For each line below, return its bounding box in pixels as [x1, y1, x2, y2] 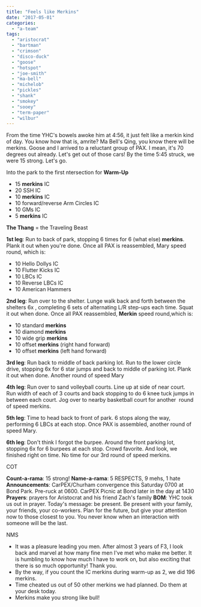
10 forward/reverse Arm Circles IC [14, 200, 100, 207]
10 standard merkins [14, 322, 67, 329]
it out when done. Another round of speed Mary [6, 372, 124, 379]
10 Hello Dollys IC [14, 260, 59, 268]
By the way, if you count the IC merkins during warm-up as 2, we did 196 [14, 568, 195, 576]
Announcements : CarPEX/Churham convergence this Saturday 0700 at [6, 481, 184, 488]
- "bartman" [11, 43, 42, 49]
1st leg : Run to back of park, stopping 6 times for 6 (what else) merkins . [6, 236, 185, 243]
